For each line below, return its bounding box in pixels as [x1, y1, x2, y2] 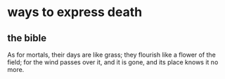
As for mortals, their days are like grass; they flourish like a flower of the [7, 50, 216, 59]
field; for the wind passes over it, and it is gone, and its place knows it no [7, 58, 219, 66]
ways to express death [7, 4, 143, 20]
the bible [7, 32, 47, 44]
